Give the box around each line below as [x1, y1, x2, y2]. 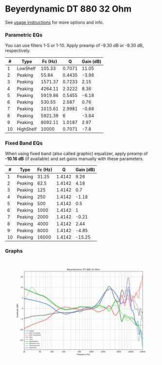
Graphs [5, 248, 23, 254]
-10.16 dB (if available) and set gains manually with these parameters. [5, 156, 144, 162]
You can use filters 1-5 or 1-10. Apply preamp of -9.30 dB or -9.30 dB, [5, 43, 144, 48]
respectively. [5, 48, 31, 54]
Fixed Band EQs [5, 140, 43, 146]
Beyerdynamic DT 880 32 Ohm [5, 3, 132, 15]
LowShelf [16, 65, 36, 71]
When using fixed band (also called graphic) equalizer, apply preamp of [5, 151, 148, 157]
